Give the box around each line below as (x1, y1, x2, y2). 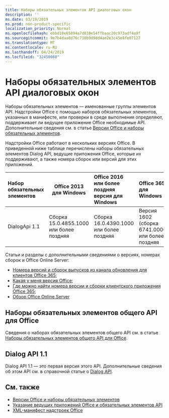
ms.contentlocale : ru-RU (5, 45, 57, 50)
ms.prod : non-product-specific (5, 21, 71, 27)
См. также (5, 383, 40, 392)
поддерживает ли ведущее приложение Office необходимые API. (5, 120, 146, 126)
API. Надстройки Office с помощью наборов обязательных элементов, (5, 109, 157, 115)
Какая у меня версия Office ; (12, 278, 73, 284)
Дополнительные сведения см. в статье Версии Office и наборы (5, 125, 144, 131)
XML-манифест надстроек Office (12, 407, 83, 413)
